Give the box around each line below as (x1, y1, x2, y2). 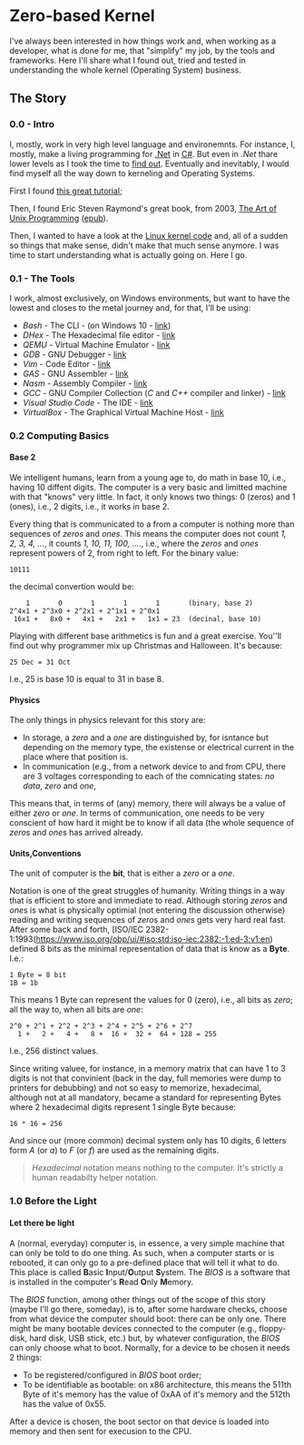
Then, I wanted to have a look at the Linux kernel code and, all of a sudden (9, 230, 289, 241)
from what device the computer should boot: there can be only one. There (9, 1313, 287, 1324)
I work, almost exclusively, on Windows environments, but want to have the (9, 292, 290, 303)
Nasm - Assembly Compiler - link (22, 378, 148, 389)
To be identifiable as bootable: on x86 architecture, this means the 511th (22, 1379, 292, 1390)
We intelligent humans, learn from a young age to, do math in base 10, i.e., (9, 472, 287, 483)
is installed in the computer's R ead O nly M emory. (9, 1276, 194, 1287)
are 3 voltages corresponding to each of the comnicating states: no (22, 771, 275, 782)
